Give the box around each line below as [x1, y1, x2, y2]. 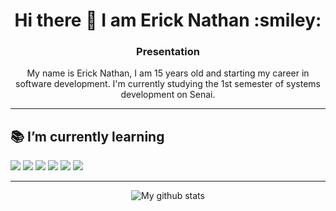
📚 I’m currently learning [10, 128, 165, 145]
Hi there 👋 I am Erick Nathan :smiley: [14, 9, 322, 32]
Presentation [136, 45, 200, 59]
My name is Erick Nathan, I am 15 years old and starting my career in [26, 67, 310, 79]
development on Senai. [120, 89, 216, 101]
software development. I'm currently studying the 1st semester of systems [15, 78, 321, 90]
